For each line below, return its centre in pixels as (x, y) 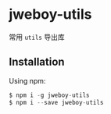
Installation (37, 62)
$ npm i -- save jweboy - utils (56, 102)
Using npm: (27, 80)
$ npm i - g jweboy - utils (49, 95)
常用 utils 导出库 (37, 37)
